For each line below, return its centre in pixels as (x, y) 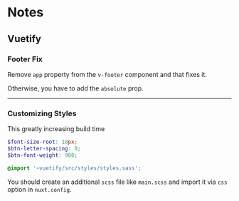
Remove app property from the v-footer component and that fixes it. (107, 74)
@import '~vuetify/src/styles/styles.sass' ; (74, 168)
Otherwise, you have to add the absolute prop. (75, 88)
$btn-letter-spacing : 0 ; (44, 149)
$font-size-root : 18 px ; (43, 142)
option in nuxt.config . (39, 189)
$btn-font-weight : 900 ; (43, 155)
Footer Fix (25, 59)
